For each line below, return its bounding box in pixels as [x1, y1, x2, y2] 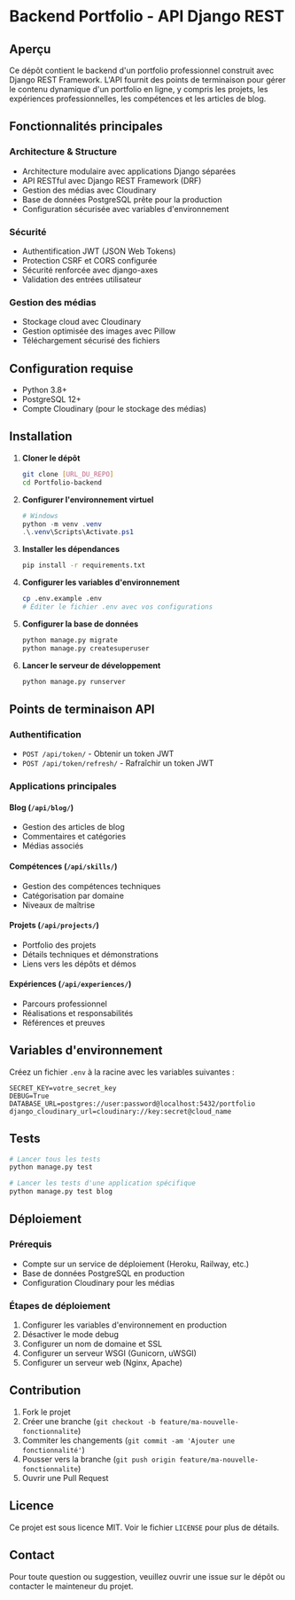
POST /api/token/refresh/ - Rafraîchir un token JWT [21, 758, 214, 768]
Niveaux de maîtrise [21, 899, 96, 910]
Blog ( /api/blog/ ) [9, 801, 74, 813]
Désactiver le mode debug [21, 1329, 120, 1340]
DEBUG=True [9, 1092, 50, 1100]
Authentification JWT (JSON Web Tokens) [21, 246, 176, 256]
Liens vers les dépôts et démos [21, 958, 137, 969]
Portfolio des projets [21, 939, 97, 950]
